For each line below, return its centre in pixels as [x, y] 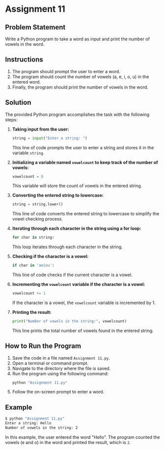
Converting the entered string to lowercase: [58, 196]
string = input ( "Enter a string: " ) [50, 138]
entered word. [26, 82]
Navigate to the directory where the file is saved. [61, 368]
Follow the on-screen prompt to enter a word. [58, 392]
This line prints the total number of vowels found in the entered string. [83, 331]
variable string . [28, 153]
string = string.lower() [38, 204]
